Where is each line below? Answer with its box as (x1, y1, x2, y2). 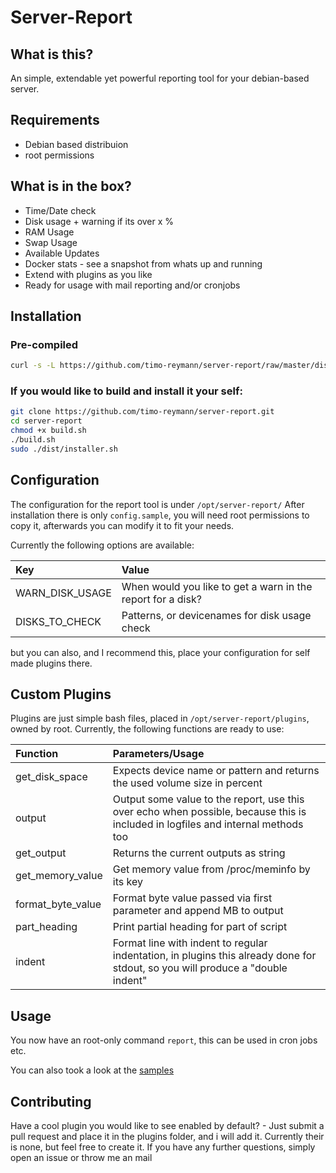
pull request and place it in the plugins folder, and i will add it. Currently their (10, 1131, 325, 1143)
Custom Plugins (10, 686, 112, 703)
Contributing (10, 1093, 92, 1110)
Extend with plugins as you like (24, 268, 153, 280)
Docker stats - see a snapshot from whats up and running (24, 257, 263, 270)
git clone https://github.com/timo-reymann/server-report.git (10, 407, 275, 417)
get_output (15, 846, 67, 860)
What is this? (10, 46, 94, 63)
